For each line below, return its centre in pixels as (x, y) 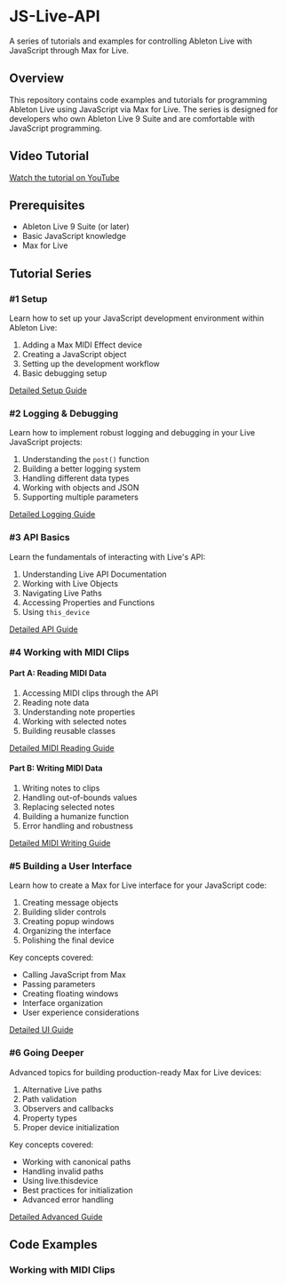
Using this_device (56, 611)
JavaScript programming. (56, 128)
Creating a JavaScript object (74, 355)
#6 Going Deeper (47, 1053)
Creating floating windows (70, 994)
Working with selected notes (74, 721)
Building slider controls (64, 912)
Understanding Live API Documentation (94, 574)
